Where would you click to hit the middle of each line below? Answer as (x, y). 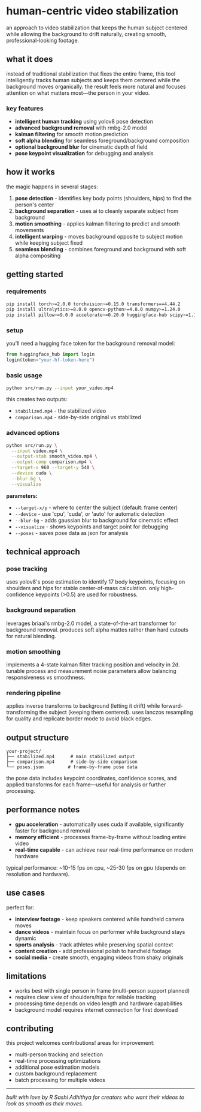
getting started (35, 274)
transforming (22, 713)
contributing (30, 1028)
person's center (34, 205)
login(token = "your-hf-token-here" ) (51, 360)
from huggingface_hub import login (51, 354)
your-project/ (24, 752)
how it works (31, 172)
